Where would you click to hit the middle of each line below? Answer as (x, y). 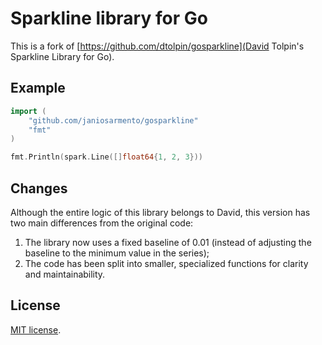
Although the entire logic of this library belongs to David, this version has (160, 212)
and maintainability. (65, 274)
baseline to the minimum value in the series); (117, 253)
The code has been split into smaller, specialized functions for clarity (166, 263)
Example (38, 88)
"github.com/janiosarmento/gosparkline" (113, 120)
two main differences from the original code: (102, 223)
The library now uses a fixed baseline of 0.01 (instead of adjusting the (168, 242)
